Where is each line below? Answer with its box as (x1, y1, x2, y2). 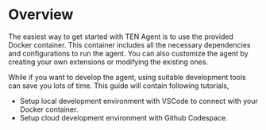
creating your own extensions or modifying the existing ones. (8, 57, 209, 67)
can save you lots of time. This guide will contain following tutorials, (8, 81, 229, 90)
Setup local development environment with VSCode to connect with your (19, 96, 258, 105)
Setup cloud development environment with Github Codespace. (19, 113, 228, 122)
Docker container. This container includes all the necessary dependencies (8, 40, 251, 49)
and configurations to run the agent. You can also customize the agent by (8, 48, 249, 58)
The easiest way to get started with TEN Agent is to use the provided (8, 32, 234, 41)
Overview (8, 6, 74, 24)
